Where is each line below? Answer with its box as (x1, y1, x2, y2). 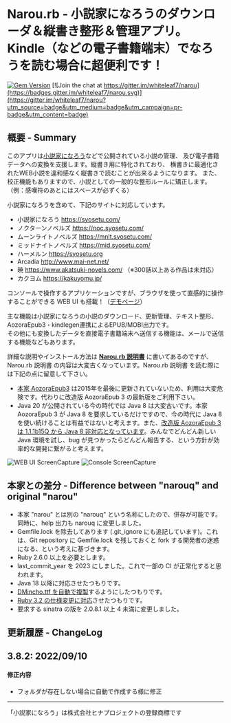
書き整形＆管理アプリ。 (55, 23, 188, 39)
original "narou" (7, 491, 78, 503)
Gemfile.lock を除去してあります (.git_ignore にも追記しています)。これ (16, 527, 219, 535)
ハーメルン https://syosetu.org (16, 249, 103, 258)
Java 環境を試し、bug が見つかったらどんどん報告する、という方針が (16, 435, 214, 444)
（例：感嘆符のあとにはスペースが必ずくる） (7, 186, 133, 194)
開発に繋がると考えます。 (35, 444, 108, 453)
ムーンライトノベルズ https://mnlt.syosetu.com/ (16, 232, 153, 241)
